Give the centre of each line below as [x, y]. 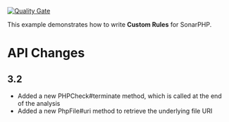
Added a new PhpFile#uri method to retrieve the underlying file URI [115, 111]
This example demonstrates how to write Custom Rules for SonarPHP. [110, 24]
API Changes [46, 53]
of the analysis [39, 103]
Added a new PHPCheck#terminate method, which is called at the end [119, 96]
